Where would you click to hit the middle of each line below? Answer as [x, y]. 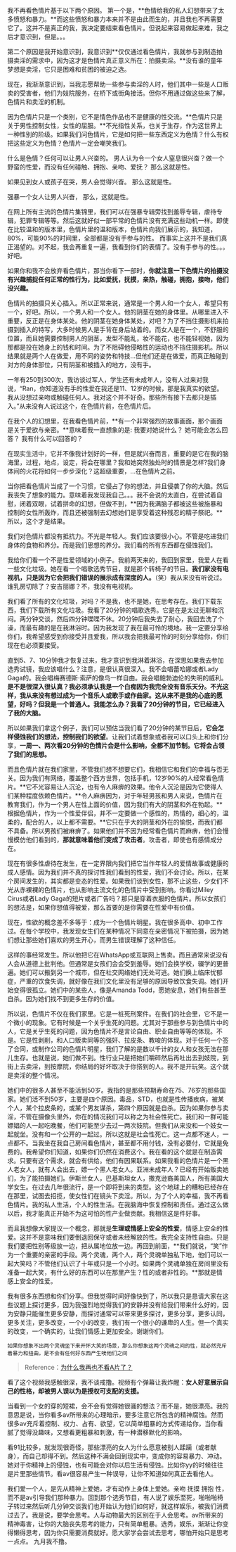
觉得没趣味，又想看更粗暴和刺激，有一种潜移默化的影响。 [103, 1432]
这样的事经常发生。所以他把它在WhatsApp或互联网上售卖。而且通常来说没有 [118, 955]
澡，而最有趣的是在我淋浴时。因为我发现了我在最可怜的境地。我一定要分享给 [118, 628]
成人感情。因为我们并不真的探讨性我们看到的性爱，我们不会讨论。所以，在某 [118, 872]
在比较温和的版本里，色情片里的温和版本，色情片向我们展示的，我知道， [112, 229]
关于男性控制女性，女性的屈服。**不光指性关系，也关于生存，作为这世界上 [115, 126]
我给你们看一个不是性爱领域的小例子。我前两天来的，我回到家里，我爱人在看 [118, 560]
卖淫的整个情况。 [38, 1075]
